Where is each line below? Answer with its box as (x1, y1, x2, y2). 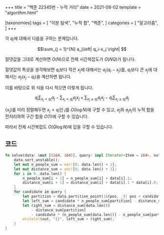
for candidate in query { (14, 189, 67, 194)
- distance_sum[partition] (31, 208, 86, 212)
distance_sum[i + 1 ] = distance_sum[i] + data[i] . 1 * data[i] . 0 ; (22, 180, 159, 185)
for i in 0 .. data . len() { (14, 171, 67, 176)
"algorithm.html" (5, 10, 38, 16)
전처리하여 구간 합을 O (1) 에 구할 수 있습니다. (5, 114, 89, 119)
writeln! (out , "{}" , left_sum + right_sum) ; (22, 217, 115, 222)
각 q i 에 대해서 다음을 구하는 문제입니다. (5, 36, 79, 43)
